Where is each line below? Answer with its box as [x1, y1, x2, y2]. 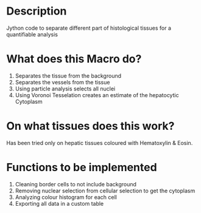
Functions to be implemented [6, 161, 157, 174]
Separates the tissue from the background [15, 72, 122, 79]
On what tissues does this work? [6, 120, 175, 133]
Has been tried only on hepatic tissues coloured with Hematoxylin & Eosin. [6, 139, 193, 146]
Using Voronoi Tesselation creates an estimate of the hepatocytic [15, 91, 179, 98]
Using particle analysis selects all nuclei [15, 85, 116, 92]
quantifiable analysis [6, 30, 58, 38]
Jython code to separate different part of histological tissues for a [6, 24, 172, 32]
